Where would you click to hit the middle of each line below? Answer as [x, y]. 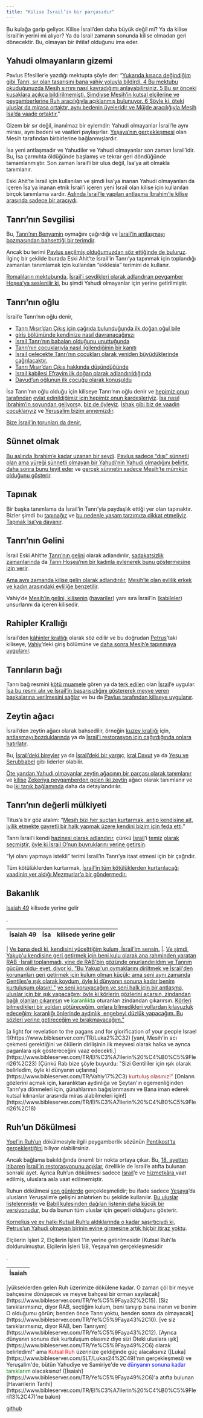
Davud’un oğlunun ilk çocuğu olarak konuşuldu [73, 380]
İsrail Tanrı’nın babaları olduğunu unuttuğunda [72, 342]
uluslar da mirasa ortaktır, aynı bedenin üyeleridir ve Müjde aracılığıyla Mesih [101, 108]
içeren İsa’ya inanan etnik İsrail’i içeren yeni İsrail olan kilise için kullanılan [98, 187]
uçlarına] [86, 1070]
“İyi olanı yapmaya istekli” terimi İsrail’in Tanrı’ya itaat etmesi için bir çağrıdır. [101, 856]
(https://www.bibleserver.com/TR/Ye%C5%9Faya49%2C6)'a [82, 1378]
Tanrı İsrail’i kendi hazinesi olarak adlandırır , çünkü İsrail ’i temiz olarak [93, 838]
